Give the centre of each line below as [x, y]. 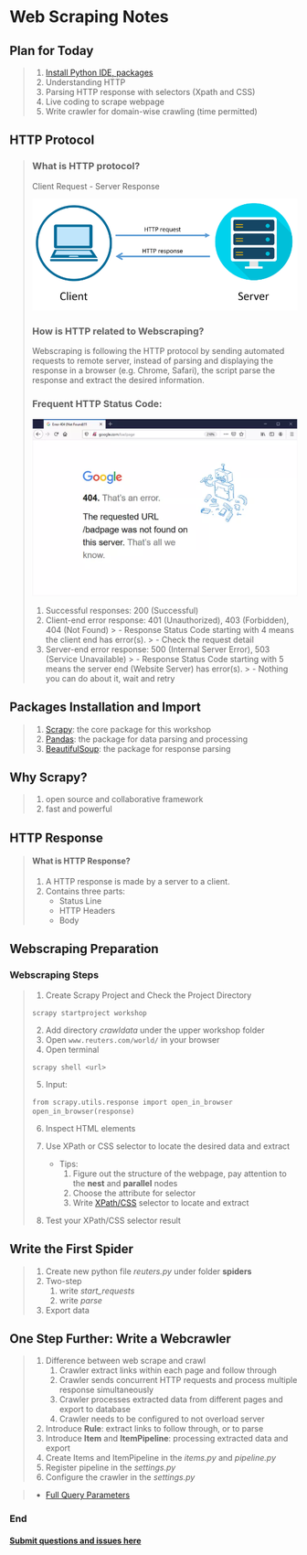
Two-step [64, 1281]
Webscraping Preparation [84, 949]
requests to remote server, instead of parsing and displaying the [153, 361]
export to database [95, 1410]
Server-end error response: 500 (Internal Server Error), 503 [158, 649]
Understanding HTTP [85, 82]
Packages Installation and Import [105, 708]
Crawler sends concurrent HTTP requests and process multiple [178, 1380]
